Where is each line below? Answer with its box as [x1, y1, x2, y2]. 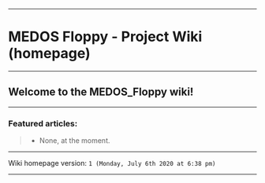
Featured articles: [8, 118, 78, 129]
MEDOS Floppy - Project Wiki [8, 28, 203, 46]
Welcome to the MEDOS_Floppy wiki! [8, 86, 194, 99]
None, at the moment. [39, 136, 110, 145]
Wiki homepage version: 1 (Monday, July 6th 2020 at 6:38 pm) [8, 159, 216, 168]
